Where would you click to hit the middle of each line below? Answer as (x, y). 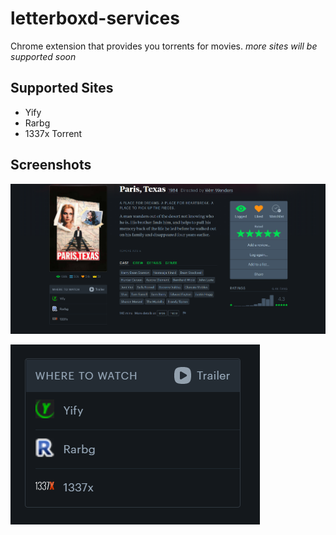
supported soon (43, 56)
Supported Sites (62, 88)
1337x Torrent (53, 133)
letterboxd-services (95, 18)
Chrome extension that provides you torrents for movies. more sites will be (164, 46)
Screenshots (51, 165)
